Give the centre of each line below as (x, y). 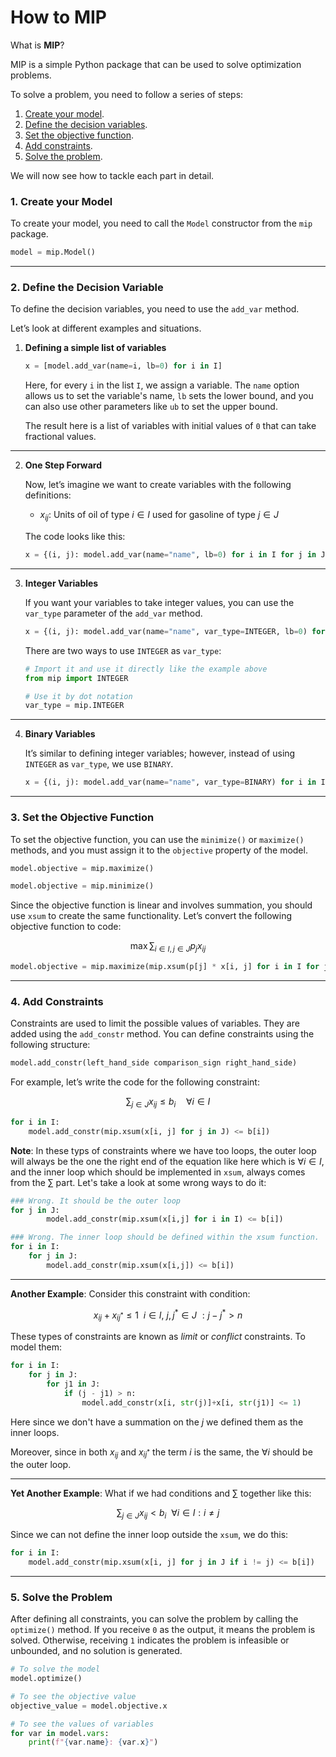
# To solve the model (55, 1669)
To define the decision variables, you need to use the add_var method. (155, 309)
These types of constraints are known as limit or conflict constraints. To (158, 1337)
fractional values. (60, 437)
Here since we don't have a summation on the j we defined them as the (157, 1422)
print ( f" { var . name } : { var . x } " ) (93, 1742)
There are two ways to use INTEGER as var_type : (123, 650)
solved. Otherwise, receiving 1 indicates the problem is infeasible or (150, 1640)
